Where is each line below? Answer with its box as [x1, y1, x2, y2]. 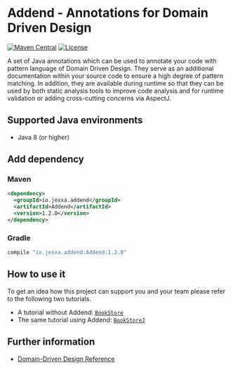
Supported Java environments [7, 114, 143, 126]
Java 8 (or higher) [17, 133, 70, 141]
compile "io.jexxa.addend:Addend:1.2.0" [7, 249, 128, 256]
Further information [7, 336, 95, 348]
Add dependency [7, 153, 84, 166]
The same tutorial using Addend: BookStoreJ [17, 315, 145, 324]
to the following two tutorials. [7, 294, 91, 303]
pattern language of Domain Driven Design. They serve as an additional [7, 64, 214, 72]
